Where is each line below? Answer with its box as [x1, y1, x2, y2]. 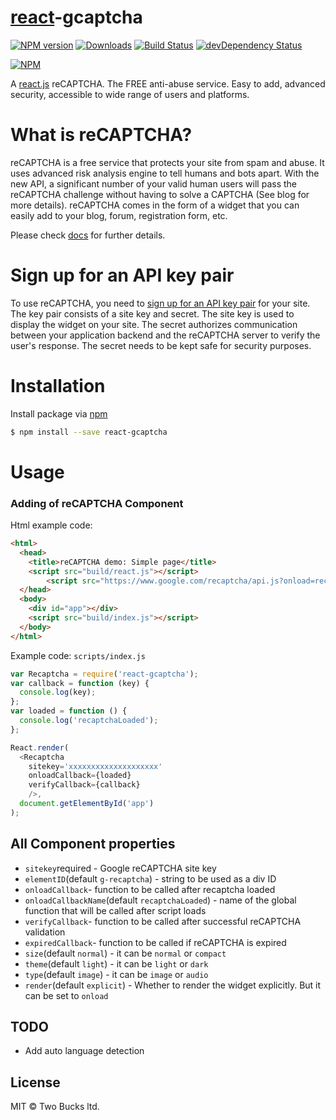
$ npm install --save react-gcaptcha [10, 427, 168, 437]
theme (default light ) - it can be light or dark [24, 957, 209, 970]
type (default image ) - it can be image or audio [24, 968, 209, 980]
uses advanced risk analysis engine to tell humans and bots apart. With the [10, 167, 320, 179]
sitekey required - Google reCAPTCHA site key [24, 862, 217, 874]
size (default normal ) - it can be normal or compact [24, 947, 227, 959]
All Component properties [10, 836, 176, 853]
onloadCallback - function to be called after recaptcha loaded [24, 883, 276, 895]
